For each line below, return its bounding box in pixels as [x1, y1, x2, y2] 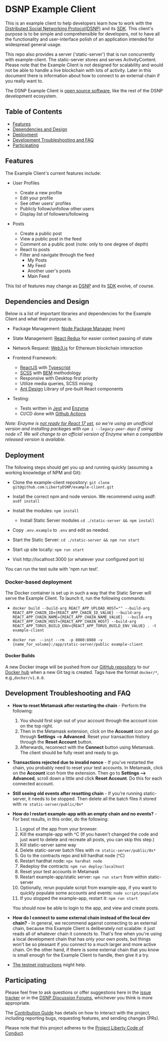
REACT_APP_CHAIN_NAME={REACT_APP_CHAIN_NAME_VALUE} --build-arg [12, 615, 152, 620]
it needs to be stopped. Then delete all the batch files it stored [28, 795, 156, 801]
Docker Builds [5, 653, 35, 659]
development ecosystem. [5, 93, 58, 99]
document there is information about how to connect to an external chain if [5, 72, 160, 78]
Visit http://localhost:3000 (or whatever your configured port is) [12, 556, 144, 562]
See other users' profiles [20, 200, 71, 206]
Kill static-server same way [20, 842, 77, 848]
